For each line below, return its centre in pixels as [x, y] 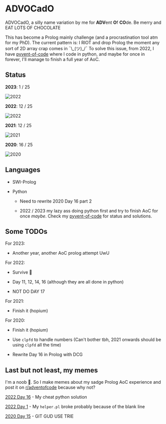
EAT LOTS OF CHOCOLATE [33, 27]
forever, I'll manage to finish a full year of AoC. [53, 59]
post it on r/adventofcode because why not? [50, 387]
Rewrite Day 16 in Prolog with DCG [47, 354]
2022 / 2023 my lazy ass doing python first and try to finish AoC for [89, 211]
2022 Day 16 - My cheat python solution [46, 397]
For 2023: [15, 243]
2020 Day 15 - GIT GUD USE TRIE [39, 416]
